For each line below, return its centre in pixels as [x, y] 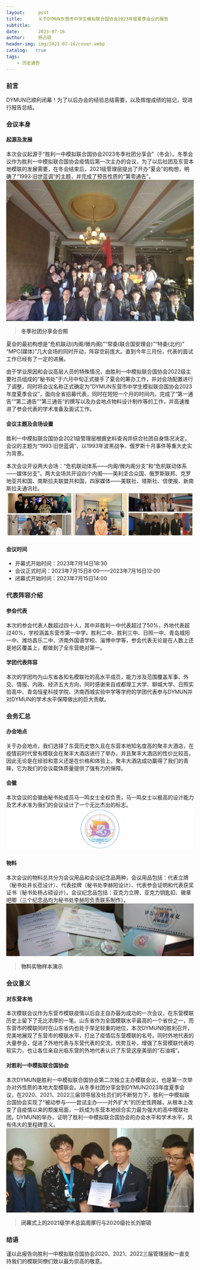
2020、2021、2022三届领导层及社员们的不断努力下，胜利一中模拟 [103, 1094]
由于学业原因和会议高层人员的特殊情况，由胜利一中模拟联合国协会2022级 [96, 372]
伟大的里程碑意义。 [35, 1124]
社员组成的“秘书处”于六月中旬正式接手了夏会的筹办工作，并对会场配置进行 [102, 379]
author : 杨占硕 [29, 38]
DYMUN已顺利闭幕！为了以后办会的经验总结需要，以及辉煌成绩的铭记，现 [97, 100]
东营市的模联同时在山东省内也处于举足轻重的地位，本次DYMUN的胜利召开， [99, 1028]
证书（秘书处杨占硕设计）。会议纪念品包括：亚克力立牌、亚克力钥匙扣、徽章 [99, 892]
